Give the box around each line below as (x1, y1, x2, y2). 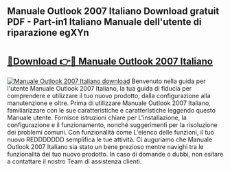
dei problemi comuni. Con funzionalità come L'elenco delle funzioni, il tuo (7, 128, 214, 136)
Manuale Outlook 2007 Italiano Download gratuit (7, 5, 220, 17)
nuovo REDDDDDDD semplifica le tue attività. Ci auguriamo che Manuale (7, 135, 213, 144)
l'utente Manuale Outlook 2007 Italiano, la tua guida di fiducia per (7, 84, 192, 92)
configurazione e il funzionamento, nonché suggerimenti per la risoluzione (7, 121, 218, 129)
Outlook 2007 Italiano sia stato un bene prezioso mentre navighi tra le (7, 143, 204, 150)
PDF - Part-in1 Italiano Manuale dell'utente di (7, 16, 202, 28)
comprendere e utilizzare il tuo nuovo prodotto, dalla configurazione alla (7, 92, 211, 100)
